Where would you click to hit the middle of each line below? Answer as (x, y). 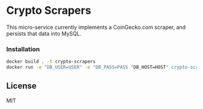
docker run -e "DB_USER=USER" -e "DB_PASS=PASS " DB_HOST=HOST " (88, 67)
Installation (23, 49)
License (21, 86)
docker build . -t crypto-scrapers (51, 62)
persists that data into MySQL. (44, 33)
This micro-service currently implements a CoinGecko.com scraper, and (96, 27)
